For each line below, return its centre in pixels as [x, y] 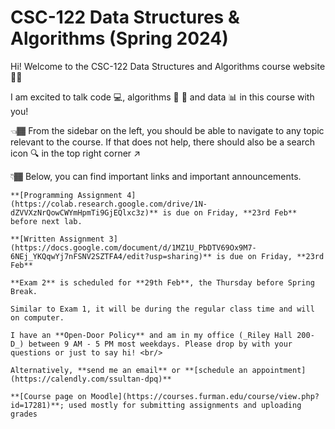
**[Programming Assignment [66, 195]
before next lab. [46, 221]
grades [24, 414]
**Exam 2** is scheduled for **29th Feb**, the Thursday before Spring [162, 282]
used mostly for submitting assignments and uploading [185, 405]
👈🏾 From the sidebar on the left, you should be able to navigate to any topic [167, 130]
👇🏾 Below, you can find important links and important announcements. [156, 176]
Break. [24, 291]
